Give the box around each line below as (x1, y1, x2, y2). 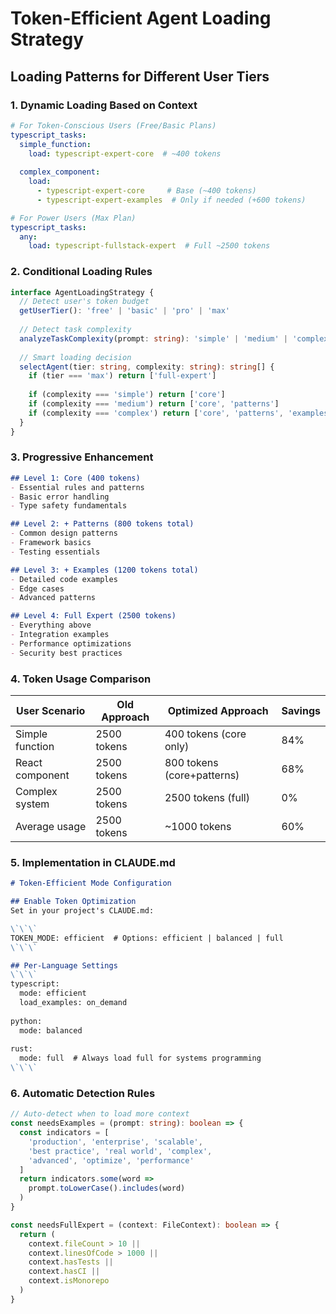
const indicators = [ (19, 1128, 110, 1138)
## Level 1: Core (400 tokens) (10, 473, 141, 483)
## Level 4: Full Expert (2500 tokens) (10, 611, 177, 621)
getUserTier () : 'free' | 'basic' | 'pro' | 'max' (19, 306, 230, 316)
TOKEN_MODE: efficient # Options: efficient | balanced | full (10, 933, 284, 943)
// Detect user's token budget (19, 297, 150, 307)
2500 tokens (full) (164, 791, 250, 805)
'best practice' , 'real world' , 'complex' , (28, 1146, 213, 1156)
